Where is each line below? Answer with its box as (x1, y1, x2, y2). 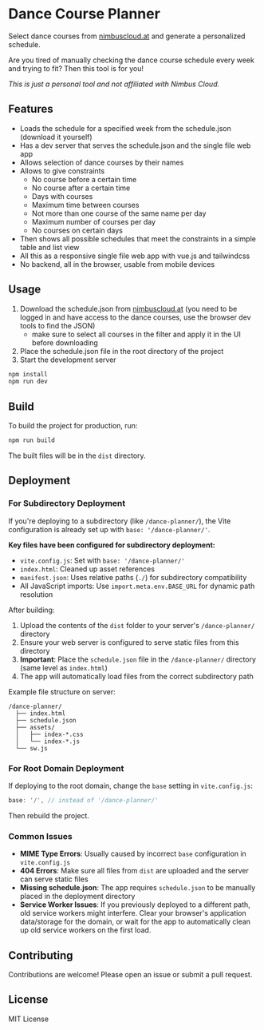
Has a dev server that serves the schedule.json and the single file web (19, 141, 251, 150)
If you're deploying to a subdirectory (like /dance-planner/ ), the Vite (8, 516, 231, 526)
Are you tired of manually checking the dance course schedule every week (8, 55, 255, 65)
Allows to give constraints (19, 165, 105, 176)
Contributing (8, 948, 73, 962)
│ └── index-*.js (15, 737, 81, 746)
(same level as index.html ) (19, 662, 108, 672)
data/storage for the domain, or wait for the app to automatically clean (19, 917, 251, 927)
